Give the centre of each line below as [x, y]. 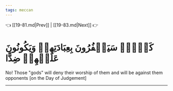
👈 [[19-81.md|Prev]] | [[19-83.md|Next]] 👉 [52, 25]
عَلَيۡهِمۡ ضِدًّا [32, 58]
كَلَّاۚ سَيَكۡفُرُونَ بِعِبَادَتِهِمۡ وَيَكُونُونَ [79, 47]
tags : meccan [19, 10]
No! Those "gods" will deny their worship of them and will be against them [84, 73]
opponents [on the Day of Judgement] [46, 78]
